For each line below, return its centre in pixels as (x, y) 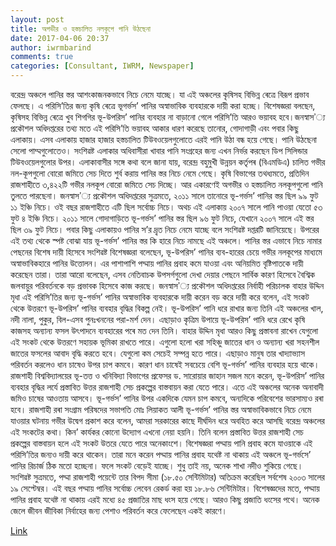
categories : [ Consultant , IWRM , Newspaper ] (102, 66)
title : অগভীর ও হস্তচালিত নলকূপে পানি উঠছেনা (81, 29)
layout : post (37, 19)
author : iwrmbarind (51, 47)
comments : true (42, 57)
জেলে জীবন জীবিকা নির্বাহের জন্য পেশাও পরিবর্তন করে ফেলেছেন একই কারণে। (119, 510)
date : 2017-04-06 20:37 (60, 38)
